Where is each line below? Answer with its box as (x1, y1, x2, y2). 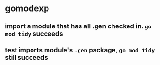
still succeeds (5, 53, 48, 62)
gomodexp (5, 3, 49, 14)
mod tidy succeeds (5, 29, 63, 38)
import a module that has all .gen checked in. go (5, 22, 152, 30)
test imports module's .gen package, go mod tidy (5, 46, 155, 54)
